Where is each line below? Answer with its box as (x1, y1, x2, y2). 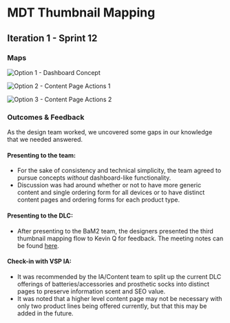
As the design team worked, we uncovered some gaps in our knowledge (7, 128, 213, 136)
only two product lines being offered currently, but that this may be (17, 302, 207, 310)
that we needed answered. (7, 136, 83, 144)
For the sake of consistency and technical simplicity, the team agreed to (17, 167, 222, 175)
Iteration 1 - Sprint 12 (7, 32, 98, 44)
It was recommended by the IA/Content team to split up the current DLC (17, 272, 222, 280)
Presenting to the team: (7, 151, 76, 159)
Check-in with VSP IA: (7, 257, 72, 266)
